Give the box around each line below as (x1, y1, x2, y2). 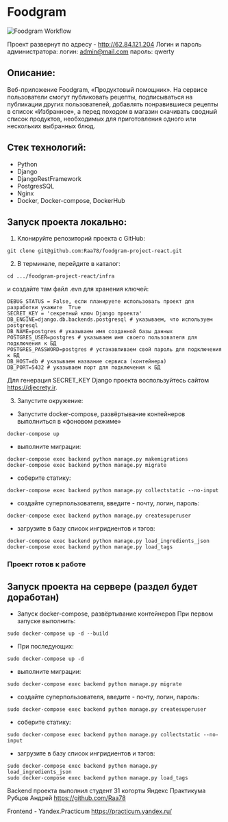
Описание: (7, 67, 56, 79)
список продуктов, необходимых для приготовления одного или (7, 114, 197, 123)
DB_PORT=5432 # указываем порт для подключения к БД (7, 364, 161, 371)
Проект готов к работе (7, 559, 86, 569)
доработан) (7, 591, 60, 603)
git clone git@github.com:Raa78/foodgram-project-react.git (7, 247, 183, 254)
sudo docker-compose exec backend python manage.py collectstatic (7, 732, 201, 738)
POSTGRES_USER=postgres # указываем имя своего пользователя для (7, 334, 197, 341)
